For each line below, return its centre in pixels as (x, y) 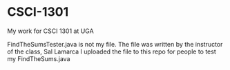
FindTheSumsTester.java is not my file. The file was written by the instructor (115, 44)
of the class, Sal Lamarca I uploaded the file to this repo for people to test (112, 51)
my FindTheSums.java (39, 58)
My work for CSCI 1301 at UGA (51, 31)
